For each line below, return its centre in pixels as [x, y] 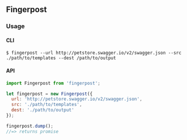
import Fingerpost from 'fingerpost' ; [53, 83]
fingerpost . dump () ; [30, 126]
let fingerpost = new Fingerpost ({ [49, 94]
